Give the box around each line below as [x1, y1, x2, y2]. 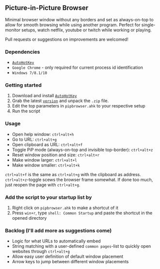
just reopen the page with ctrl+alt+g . [5, 181, 80, 188]
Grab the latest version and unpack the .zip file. [12, 98, 109, 104]
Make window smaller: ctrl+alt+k [12, 162, 80, 168]
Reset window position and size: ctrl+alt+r [12, 152, 100, 158]
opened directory [12, 215, 47, 221]
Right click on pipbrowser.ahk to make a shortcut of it [12, 205, 119, 210]
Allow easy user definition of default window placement [12, 254, 124, 259]
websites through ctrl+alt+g [12, 249, 70, 254]
